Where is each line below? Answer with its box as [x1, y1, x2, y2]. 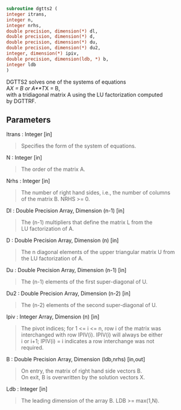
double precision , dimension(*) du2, [6, 45, 101, 51]
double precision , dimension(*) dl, [6, 28, 98, 34]
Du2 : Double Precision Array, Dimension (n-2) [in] [6, 290, 131, 297]
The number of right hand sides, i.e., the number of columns [20, 189, 171, 196]
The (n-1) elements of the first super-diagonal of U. [20, 278, 148, 285]
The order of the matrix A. [20, 166, 85, 173]
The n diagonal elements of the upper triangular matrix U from [20, 249, 176, 256]
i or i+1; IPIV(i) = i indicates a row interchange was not [20, 338, 155, 345]
